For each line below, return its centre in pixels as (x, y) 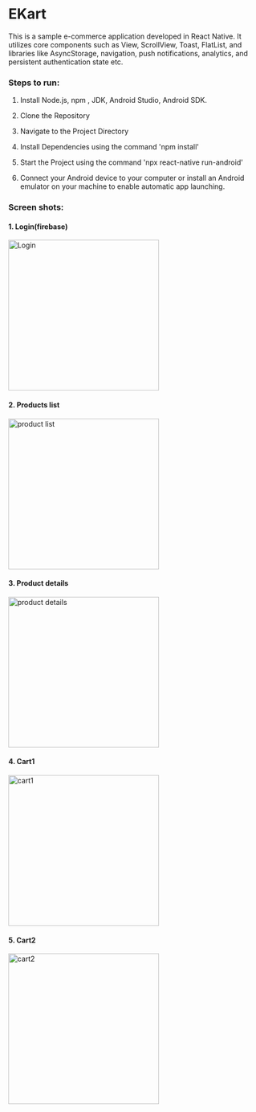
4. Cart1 (22, 762)
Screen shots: (36, 207)
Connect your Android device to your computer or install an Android (132, 178)
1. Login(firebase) (38, 227)
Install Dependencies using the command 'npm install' (109, 147)
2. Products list (34, 405)
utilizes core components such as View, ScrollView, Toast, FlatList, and (125, 44)
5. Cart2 (22, 940)
